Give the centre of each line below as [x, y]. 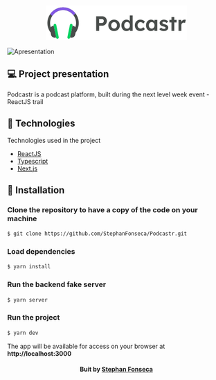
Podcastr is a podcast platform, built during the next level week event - [108, 94]
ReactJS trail [25, 101]
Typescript [33, 161]
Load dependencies [41, 252]
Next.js [27, 169]
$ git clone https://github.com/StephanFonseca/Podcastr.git [97, 234]
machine [22, 218]
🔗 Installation [36, 190]
